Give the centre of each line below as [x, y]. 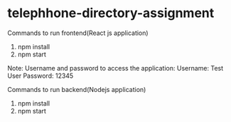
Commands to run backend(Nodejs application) [77, 89]
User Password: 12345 [41, 76]
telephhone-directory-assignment [111, 13]
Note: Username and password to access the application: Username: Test [116, 68]
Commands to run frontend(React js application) [78, 33]
